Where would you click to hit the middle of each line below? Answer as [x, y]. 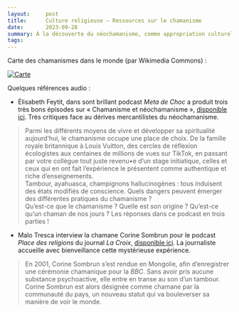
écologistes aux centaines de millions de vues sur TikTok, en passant [126, 154]
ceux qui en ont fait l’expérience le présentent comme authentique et [126, 168]
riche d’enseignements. [59, 176]
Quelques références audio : [49, 88]
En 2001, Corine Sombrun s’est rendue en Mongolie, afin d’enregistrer [127, 264]
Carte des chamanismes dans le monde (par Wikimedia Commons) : [107, 60]
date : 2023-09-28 [43, 27]
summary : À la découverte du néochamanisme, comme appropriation [106, 34]
